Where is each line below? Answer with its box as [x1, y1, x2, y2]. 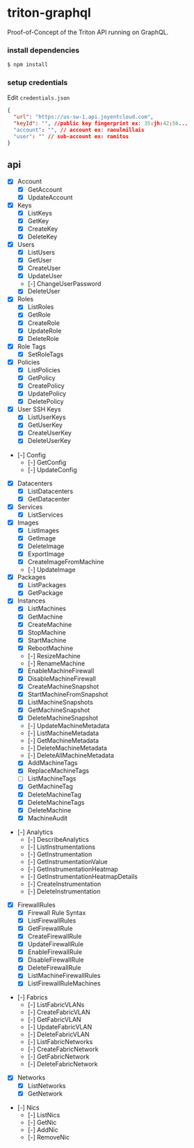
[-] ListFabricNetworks [27, 1038, 93, 1046]
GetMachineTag [27, 783, 73, 791]
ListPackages [27, 581, 67, 589]
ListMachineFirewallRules [27, 972, 101, 980]
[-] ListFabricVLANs [27, 1001, 85, 1009]
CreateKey [27, 225, 58, 233]
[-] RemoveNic [27, 1133, 70, 1141]
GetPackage [27, 589, 63, 597]
